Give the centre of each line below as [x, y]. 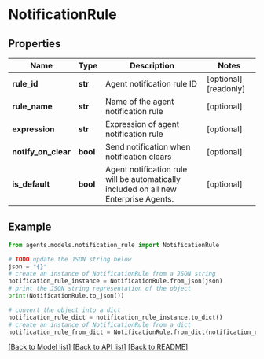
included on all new [141, 189]
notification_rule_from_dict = [59, 332]
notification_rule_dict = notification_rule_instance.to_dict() [115, 317]
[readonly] [226, 89]
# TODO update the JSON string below [70, 259]
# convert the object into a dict [65, 310]
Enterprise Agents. [139, 199]
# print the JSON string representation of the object [100, 289]
